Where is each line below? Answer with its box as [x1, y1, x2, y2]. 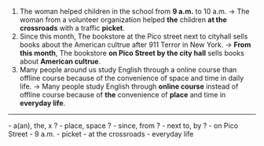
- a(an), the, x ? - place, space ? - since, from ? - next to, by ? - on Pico [8, 121, 238, 130]
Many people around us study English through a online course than [19, 65, 237, 74]
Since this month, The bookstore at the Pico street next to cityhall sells [19, 31, 248, 41]
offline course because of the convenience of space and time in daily [19, 74, 244, 82]
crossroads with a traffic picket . [19, 24, 125, 32]
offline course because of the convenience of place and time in [19, 90, 226, 99]
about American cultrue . [19, 57, 101, 66]
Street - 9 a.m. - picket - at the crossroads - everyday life [8, 130, 194, 138]
